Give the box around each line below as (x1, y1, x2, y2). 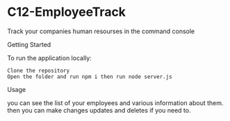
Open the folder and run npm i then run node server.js (7, 73, 172, 80)
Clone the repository (7, 67, 70, 74)
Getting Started (7, 40, 51, 48)
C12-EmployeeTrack (7, 4, 126, 20)
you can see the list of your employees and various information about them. (7, 98, 224, 107)
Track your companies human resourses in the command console (7, 27, 195, 35)
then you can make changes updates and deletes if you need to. (7, 106, 191, 114)
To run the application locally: (7, 53, 92, 62)
